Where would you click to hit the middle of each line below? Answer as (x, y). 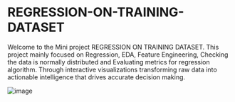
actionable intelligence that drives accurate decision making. (96, 77)
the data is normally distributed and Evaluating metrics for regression (109, 62)
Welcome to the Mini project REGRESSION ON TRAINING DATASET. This (113, 47)
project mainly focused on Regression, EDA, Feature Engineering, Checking (118, 55)
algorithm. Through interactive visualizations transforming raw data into (112, 69)
